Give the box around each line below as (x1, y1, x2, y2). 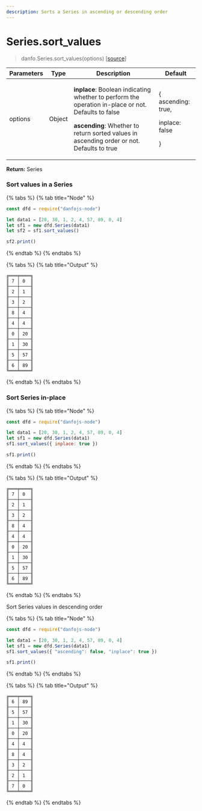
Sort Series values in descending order (6, 603, 103, 610)
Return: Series (6, 165, 43, 172)
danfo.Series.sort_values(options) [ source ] (20, 55, 127, 62)
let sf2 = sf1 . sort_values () (6, 228, 79, 234)
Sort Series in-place (6, 393, 66, 402)
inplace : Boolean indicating (73, 85, 151, 93)
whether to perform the (73, 93, 139, 101)
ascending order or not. (73, 136, 140, 145)
